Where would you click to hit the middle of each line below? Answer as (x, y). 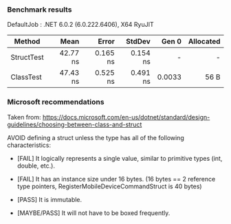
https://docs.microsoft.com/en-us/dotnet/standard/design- (126, 117)
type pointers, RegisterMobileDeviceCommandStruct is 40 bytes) (109, 186)
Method (27, 41)
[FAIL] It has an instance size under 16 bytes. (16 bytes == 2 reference (116, 179)
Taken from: (24, 117)
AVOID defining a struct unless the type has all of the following (96, 137)
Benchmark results (40, 10)
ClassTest (26, 77)
